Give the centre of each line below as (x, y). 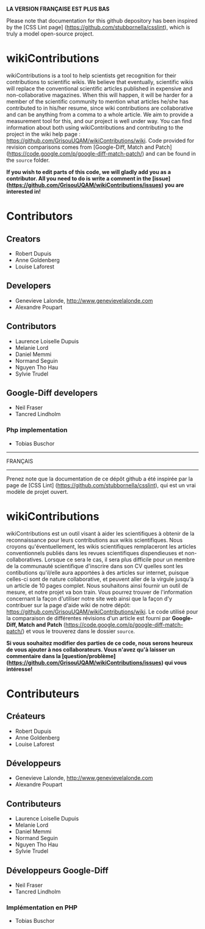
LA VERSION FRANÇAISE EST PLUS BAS (58, 9)
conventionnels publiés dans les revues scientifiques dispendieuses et (95, 553)
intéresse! (20, 669)
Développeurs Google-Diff (57, 870)
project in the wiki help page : (44, 134)
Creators (23, 239)
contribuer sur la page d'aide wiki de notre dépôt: (69, 605)
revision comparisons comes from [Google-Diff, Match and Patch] (89, 147)
